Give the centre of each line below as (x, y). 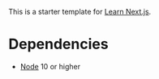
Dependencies (58, 44)
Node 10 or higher (50, 66)
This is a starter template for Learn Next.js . (80, 12)
